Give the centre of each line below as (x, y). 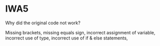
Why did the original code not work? (43, 23)
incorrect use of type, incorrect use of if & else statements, (67, 38)
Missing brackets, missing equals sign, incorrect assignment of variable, (80, 32)
